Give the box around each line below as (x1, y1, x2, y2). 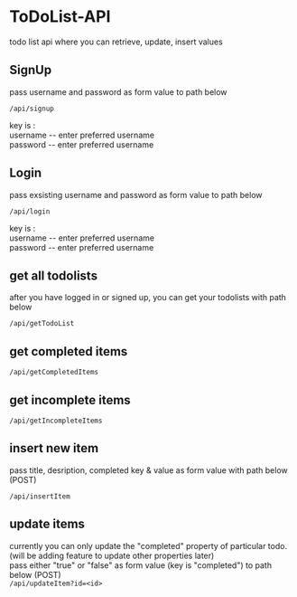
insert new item (9, 441, 99, 456)
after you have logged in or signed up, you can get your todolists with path (9, 292, 287, 303)
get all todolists (9, 268, 97, 283)
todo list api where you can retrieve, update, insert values (9, 36, 223, 47)
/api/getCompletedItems (9, 368, 99, 377)
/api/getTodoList (9, 319, 75, 328)
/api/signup (9, 104, 54, 113)
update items (9, 516, 86, 532)
